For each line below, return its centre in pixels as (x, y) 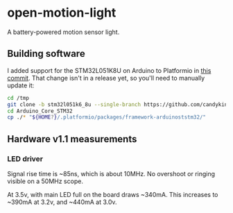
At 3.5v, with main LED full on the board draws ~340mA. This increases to (113, 194)
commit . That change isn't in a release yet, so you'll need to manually (106, 78)
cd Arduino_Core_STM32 (40, 111)
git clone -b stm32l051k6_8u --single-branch (74, 104)
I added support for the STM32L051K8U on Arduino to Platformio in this (109, 70)
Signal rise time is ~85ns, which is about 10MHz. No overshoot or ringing (111, 173)
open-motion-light (62, 13)
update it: (21, 85)
